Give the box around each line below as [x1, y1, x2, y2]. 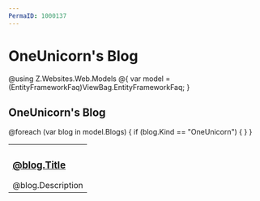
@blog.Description [12, 180, 83, 191]
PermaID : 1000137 [8, 11, 67, 20]
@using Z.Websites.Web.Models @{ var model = [8, 74, 171, 83]
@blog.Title [12, 159, 66, 171]
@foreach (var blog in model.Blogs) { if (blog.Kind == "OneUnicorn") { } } [8, 127, 253, 137]
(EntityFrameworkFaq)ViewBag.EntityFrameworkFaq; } [8, 82, 190, 92]
